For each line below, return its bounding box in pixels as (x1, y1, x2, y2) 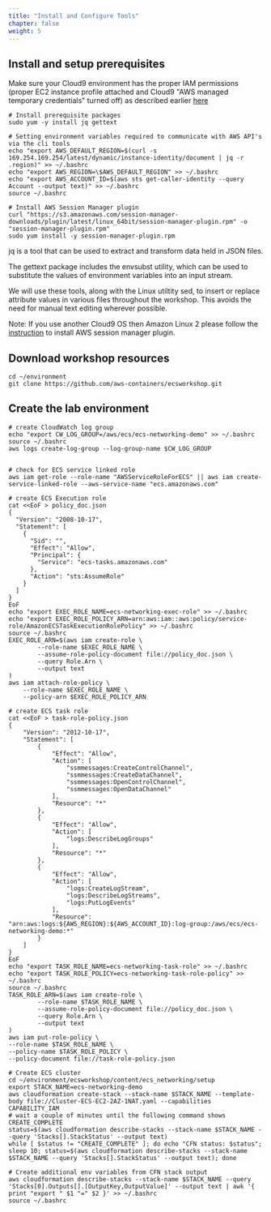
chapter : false (8, 19, 60, 28)
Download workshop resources (8, 351, 170, 365)
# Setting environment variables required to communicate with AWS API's (8, 133, 263, 141)
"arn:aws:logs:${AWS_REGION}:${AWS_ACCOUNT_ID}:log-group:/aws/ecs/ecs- (8, 919, 259, 928)
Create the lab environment (8, 402, 150, 416)
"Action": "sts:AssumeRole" (29, 572, 125, 580)
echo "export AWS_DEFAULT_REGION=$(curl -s (8, 147, 158, 155)
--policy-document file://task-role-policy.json (8, 1055, 176, 1063)
